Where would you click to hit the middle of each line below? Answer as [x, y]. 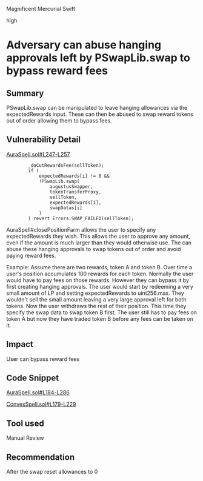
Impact [20, 344]
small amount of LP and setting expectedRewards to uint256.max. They [95, 293]
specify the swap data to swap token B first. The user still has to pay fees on [102, 312]
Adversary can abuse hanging [84, 45]
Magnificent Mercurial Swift [41, 9]
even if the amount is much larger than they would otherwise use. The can [99, 243]
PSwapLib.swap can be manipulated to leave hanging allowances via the [97, 108]
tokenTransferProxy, [75, 192]
